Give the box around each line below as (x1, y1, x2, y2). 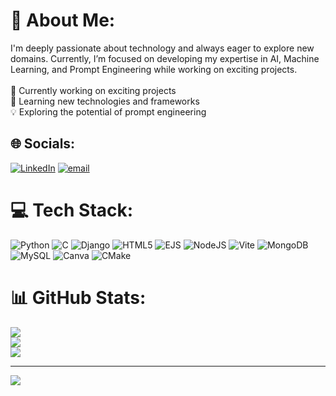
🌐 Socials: (10, 135, 76, 153)
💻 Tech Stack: (10, 199, 134, 221)
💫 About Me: (10, 9, 116, 32)
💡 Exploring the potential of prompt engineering (10, 105, 207, 118)
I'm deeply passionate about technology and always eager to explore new (10, 42, 315, 54)
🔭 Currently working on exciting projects (10, 84, 177, 96)
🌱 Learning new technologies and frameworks (10, 95, 200, 107)
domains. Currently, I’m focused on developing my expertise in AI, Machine (10, 52, 320, 64)
